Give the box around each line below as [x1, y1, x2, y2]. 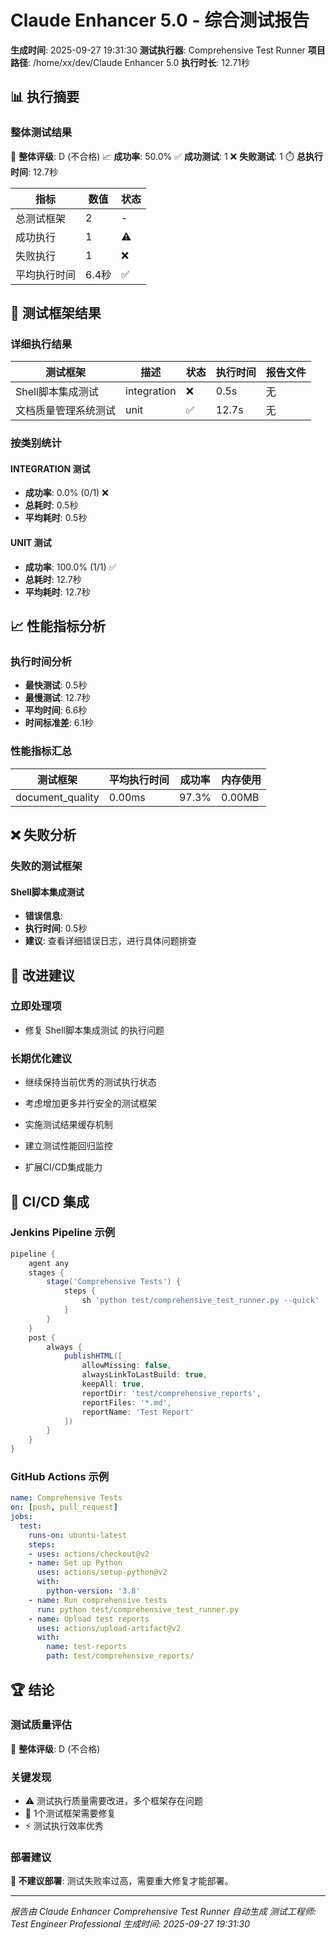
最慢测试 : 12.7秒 [24, 692, 91, 704]
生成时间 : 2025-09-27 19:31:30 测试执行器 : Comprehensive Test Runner [10, 44, 306, 56]
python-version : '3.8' [46, 1586, 141, 1596]
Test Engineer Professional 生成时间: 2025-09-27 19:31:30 [10, 1918, 250, 1930]
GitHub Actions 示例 [10, 1469, 110, 1483]
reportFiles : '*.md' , [81, 1397, 172, 1408]
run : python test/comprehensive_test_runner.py [36, 1604, 240, 1615]
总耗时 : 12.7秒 [24, 573, 82, 585]
